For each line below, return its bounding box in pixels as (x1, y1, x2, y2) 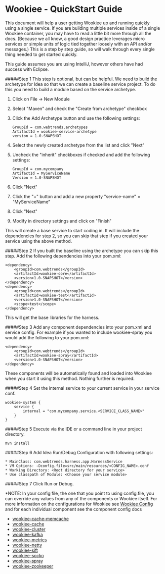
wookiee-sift (12, 547, 38, 553)
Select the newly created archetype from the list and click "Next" (12, 142, 145, 148)
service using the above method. (5, 238, 72, 244)
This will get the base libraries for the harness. (5, 314, 100, 320)
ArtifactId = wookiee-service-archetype (12, 129, 97, 134)
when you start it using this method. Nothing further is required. (5, 375, 135, 381)
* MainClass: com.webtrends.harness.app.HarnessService (5, 459, 123, 464)
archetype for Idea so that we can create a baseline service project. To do (5, 81, 156, 87)
